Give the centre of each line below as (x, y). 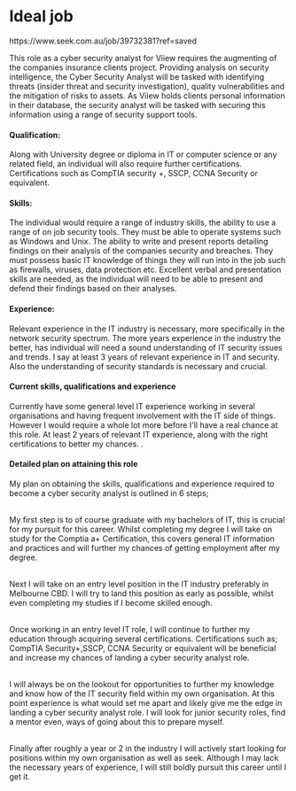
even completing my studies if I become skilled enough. (111, 602)
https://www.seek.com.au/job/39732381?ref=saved (103, 41)
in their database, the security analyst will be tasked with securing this (137, 105)
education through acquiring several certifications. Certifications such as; (144, 639)
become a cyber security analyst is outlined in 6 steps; (109, 492)
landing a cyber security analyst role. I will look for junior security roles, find (148, 712)
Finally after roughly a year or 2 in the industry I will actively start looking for (148, 748)
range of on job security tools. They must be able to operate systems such (145, 232)
